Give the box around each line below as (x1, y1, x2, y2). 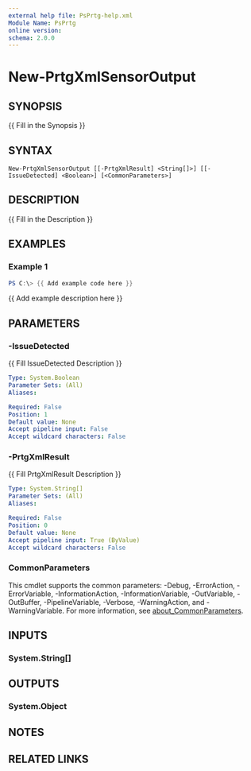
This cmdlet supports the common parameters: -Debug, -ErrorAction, (8, 580, 236, 590)
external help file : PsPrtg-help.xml (8, 11, 133, 20)
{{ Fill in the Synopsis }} (8, 121, 86, 130)
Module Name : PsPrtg (8, 19, 77, 27)
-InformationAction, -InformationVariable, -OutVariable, (55, 589, 236, 599)
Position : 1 (8, 410, 48, 418)
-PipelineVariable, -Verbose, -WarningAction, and (43, 597, 205, 606)
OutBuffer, (8, 597, 42, 606)
